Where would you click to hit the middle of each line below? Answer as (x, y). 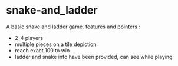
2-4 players (29, 38)
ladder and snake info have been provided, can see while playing (93, 57)
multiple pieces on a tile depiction (55, 44)
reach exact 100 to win (42, 50)
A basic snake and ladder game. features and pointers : (73, 27)
